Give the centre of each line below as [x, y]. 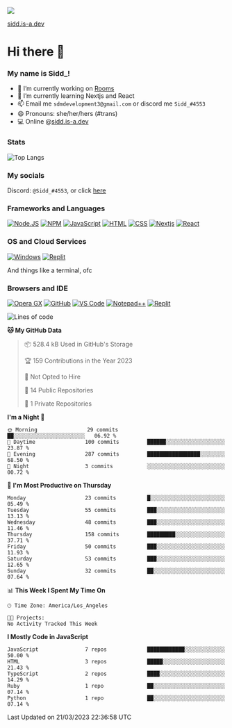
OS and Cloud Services [47, 242]
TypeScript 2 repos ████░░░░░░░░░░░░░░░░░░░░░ [116, 674]
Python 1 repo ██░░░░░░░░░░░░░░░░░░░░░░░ [116, 698]
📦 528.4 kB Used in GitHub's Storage [78, 344]
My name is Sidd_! [39, 74]
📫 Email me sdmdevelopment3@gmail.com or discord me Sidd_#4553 [111, 104]
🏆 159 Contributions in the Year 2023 [78, 361]
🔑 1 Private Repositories [58, 404]
